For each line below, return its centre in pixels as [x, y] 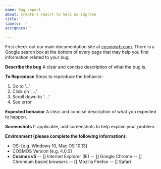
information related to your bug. [38, 57]
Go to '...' [21, 86]
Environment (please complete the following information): [66, 136]
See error [22, 102]
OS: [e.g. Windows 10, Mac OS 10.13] [50, 146]
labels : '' [16, 24]
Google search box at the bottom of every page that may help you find [77, 52]
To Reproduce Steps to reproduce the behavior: [54, 77]
